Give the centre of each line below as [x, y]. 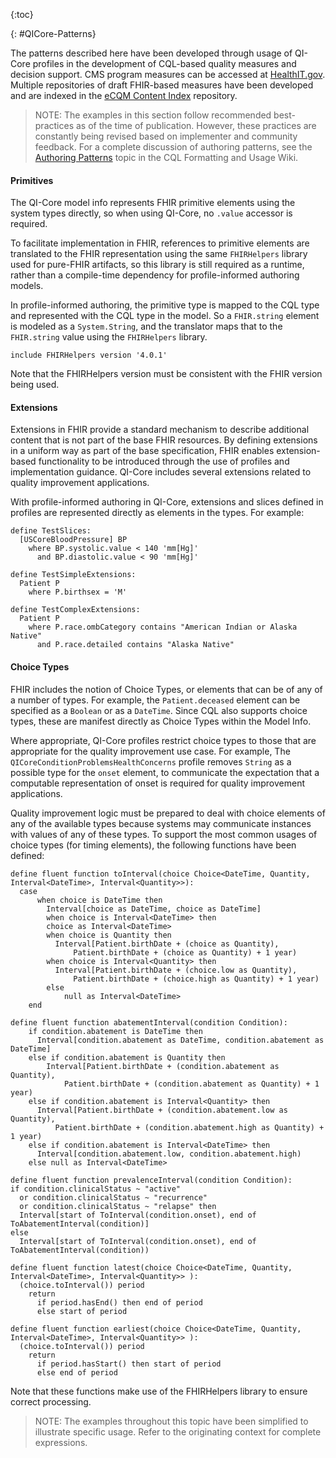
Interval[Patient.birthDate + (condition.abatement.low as [162, 1110]
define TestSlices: [51, 531]
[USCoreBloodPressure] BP [73, 540]
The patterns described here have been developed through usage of [151, 53]
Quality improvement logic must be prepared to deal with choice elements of [168, 813]
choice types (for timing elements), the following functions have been [153, 845]
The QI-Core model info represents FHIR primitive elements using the [153, 203]
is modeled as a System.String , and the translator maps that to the [146, 326]
